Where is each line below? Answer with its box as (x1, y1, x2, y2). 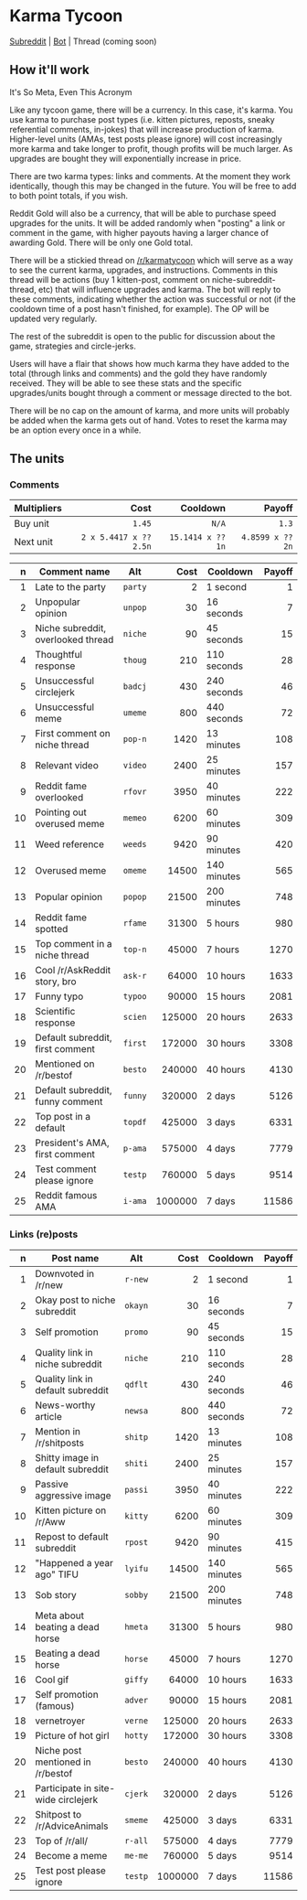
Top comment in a (35, 938, 112, 950)
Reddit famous (35, 1189, 98, 1202)
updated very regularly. (9, 313, 98, 324)
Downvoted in (35, 1267, 95, 1280)
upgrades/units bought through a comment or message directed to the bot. (9, 387, 292, 398)
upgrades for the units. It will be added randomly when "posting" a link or (9, 217, 286, 229)
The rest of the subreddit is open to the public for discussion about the (9, 330, 276, 341)
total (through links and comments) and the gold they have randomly (9, 368, 268, 379)
